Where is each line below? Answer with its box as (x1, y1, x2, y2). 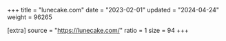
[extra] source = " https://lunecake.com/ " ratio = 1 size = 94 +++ (7, 27, 189, 34)
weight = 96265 (7, 13, 53, 21)
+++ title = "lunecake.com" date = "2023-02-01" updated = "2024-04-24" (7, 6, 219, 14)
